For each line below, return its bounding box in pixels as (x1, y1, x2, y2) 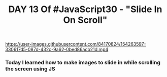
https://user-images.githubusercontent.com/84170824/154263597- (5, 41, 146, 47)
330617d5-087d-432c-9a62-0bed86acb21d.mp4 (5, 46, 109, 52)
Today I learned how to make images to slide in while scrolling (5, 59, 161, 66)
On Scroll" (63, 14, 108, 26)
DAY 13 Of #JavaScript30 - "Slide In (8, 4, 162, 15)
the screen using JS (5, 65, 55, 72)
